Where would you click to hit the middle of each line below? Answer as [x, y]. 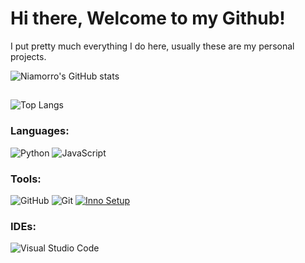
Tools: [26, 179]
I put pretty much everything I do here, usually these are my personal [152, 46]
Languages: [40, 131]
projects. [28, 56]
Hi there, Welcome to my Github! [148, 18]
